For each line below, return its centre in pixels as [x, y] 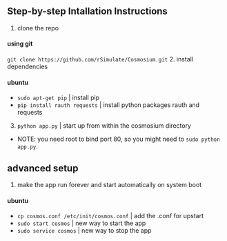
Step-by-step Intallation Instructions [87, 11]
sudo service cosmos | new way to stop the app [84, 231]
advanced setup [43, 168]
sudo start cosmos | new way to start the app [81, 223]
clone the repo [38, 28]
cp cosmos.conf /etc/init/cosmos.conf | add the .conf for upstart [110, 216]
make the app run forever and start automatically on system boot [109, 185]
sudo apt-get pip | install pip [58, 98]
